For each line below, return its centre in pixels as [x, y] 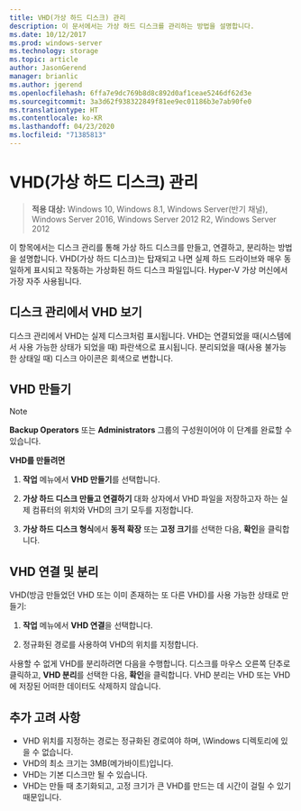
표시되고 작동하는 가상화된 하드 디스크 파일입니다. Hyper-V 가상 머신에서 [160, 269]
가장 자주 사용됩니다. [46, 281]
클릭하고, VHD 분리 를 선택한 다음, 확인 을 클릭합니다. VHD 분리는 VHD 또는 [141, 675]
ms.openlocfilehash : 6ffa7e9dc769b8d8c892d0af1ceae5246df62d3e [131, 93]
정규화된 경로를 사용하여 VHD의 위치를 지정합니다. [110, 644]
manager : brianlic [44, 77]
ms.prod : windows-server [56, 43]
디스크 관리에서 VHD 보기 [76, 312]
